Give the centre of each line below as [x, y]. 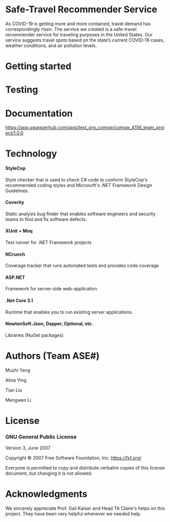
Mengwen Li [18, 400]
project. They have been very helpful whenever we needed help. [73, 514]
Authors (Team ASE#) [52, 356]
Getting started [38, 67]
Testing [22, 90]
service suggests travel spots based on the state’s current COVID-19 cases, [85, 40]
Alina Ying [16, 380]
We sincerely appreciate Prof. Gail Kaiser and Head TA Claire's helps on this [85, 508]
